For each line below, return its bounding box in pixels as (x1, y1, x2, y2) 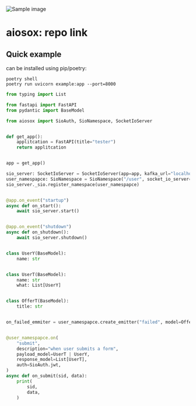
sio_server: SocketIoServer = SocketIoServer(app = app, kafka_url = (6, 171, 171, 177)
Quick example (6, 49, 62, 59)
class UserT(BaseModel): (6, 271, 66, 277)
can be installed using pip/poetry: (6, 65, 87, 71)
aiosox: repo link (6, 26, 88, 39)
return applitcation (16, 144, 66, 150)
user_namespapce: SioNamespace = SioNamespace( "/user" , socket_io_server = (6, 176, 192, 182)
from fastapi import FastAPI (6, 102, 77, 108)
